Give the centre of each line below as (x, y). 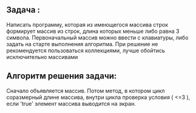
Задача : (23, 10)
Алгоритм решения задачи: (62, 76)
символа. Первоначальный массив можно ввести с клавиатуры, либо (97, 37)
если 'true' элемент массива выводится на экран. (71, 103)
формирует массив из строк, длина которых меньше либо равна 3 (93, 31)
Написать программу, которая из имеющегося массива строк (87, 24)
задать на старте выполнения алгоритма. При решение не (82, 44)
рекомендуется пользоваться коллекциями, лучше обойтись (86, 50)
